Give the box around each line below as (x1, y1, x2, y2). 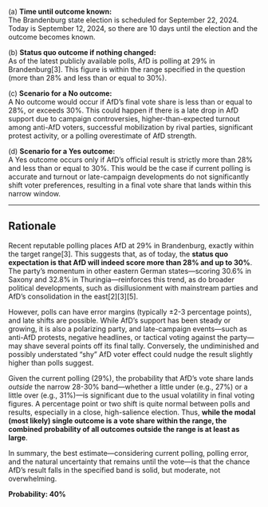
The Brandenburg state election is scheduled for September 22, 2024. (8, 15, 239, 25)
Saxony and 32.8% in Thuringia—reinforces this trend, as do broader (8, 275, 235, 284)
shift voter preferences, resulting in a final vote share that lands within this (8, 180, 252, 190)
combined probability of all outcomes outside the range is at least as (8, 424, 240, 434)
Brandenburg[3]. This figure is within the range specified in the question (8, 65, 246, 74)
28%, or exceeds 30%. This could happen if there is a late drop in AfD (8, 105, 239, 115)
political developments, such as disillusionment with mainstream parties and (8, 283, 258, 292)
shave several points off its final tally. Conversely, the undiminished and (23, 341, 259, 351)
